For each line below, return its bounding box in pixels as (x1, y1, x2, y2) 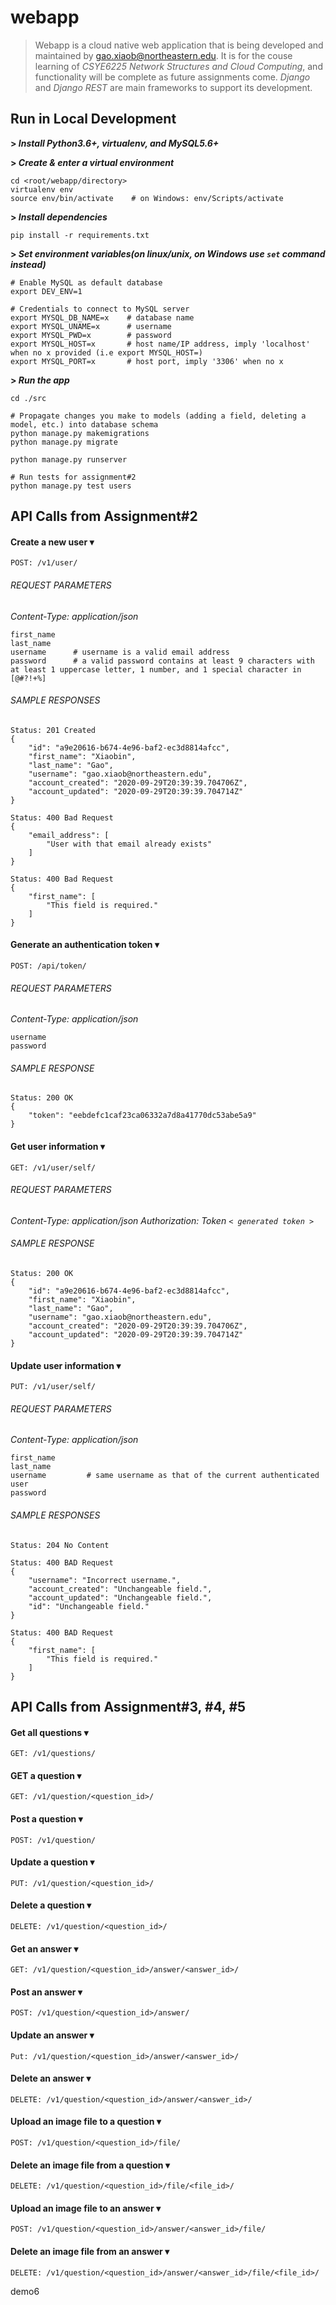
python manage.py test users (10, 481, 132, 491)
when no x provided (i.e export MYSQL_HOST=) (10, 347, 203, 358)
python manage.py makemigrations (10, 428, 150, 438)
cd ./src (10, 393, 47, 403)
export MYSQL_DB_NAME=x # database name (10, 312, 195, 323)
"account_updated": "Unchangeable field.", (28, 1592, 213, 1603)
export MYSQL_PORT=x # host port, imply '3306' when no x (10, 356, 284, 366)
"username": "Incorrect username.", (28, 1575, 182, 1585)
